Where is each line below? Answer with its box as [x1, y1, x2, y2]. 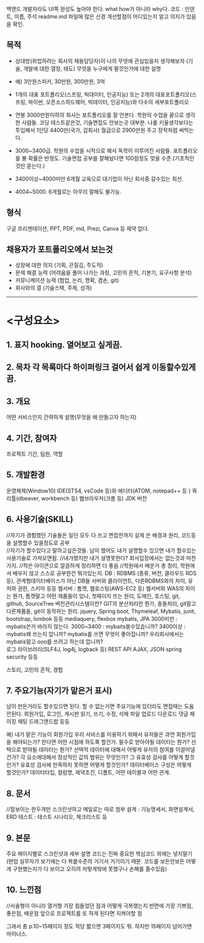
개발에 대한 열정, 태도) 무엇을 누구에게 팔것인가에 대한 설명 [23, 64, 161, 72]
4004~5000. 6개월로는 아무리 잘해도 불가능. [15, 188, 122, 195]
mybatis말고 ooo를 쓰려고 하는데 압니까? [6, 638, 103, 645]
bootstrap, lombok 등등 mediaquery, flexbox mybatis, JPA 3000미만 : [6, 615, 178, 622]
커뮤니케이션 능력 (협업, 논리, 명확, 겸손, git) [15, 277, 120, 284]
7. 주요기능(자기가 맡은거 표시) [6, 686, 112, 696]
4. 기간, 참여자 [6, 433, 57, 443]
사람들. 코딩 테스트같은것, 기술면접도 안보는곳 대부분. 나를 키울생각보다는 [21, 119, 194, 126]
